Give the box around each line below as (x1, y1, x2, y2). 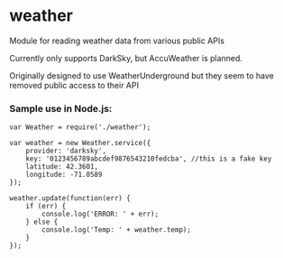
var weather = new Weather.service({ (9, 139, 151, 148)
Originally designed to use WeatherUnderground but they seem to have (9, 69, 275, 81)
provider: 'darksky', (25, 146, 106, 156)
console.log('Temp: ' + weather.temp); (41, 226, 192, 235)
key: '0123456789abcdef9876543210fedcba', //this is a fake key (25, 154, 272, 163)
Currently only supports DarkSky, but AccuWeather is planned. (9, 52, 243, 63)
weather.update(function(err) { (9, 194, 131, 203)
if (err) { (25, 202, 67, 211)
